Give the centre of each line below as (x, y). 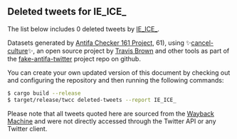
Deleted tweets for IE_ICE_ (67, 12)
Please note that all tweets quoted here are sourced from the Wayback (111, 113)
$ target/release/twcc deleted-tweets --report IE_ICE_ (92, 100)
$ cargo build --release (44, 93)
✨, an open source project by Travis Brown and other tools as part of (128, 51)
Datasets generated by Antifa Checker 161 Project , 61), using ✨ (99, 43)
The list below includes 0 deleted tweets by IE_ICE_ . (84, 29)
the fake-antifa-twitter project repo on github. (74, 58)
